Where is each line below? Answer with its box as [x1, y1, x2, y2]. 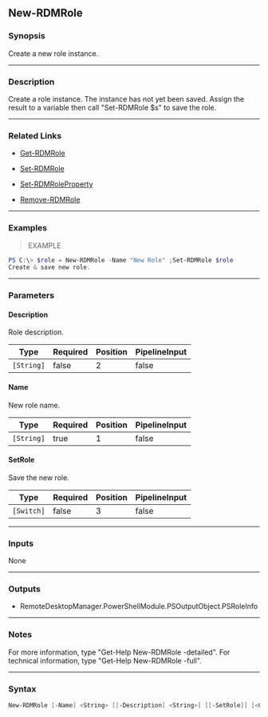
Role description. [8, 327, 64, 337]
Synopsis [8, 30, 45, 42]
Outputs [8, 583, 41, 595]
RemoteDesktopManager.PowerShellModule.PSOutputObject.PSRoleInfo [19, 602, 258, 611]
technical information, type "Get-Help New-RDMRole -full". [8, 655, 202, 665]
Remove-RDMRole [19, 195, 81, 205]
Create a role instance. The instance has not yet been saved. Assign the [8, 94, 245, 103]
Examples [8, 222, 48, 234]
